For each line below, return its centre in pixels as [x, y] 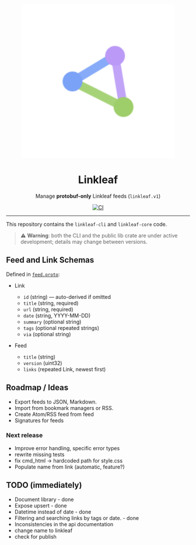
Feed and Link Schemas [50, 260]
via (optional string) [47, 334]
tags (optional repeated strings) [61, 328]
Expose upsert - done [41, 505]
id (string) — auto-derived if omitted [67, 296]
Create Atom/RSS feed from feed [54, 414]
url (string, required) [48, 309]
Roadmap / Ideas [37, 388]
